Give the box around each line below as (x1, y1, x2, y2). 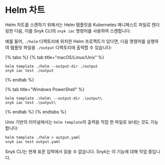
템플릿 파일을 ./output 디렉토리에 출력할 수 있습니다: (10, 44, 112, 50)
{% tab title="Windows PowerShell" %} (5, 86, 85, 92)
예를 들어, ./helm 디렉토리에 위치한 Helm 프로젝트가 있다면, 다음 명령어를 (5, 38, 146, 44)
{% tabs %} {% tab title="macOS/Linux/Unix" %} (5, 54, 104, 60)
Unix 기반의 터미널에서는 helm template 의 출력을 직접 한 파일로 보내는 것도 (5, 119, 149, 125)
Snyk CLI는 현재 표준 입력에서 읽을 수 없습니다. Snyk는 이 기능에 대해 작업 (5, 148, 147, 154)
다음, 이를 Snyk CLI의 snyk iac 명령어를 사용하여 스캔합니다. (14, 28, 132, 33)
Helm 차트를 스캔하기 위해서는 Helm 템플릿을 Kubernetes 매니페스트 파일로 (5, 22, 151, 28)
